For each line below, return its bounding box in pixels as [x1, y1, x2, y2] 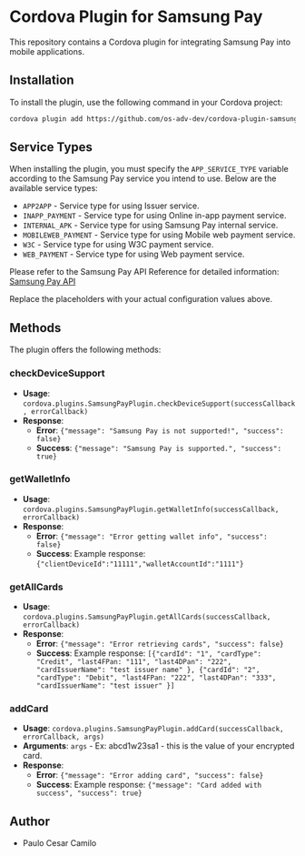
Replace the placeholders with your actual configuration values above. [9, 294, 273, 305]
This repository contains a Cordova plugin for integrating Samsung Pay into [9, 36, 291, 47]
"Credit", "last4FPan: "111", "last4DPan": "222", [35, 658, 232, 667]
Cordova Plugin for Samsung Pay [9, 6, 263, 27]
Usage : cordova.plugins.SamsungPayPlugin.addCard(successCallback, [22, 723, 284, 734]
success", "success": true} [35, 789, 143, 798]
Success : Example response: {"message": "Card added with [35, 780, 262, 791]
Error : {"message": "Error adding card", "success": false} [35, 770, 264, 780]
